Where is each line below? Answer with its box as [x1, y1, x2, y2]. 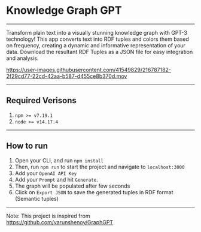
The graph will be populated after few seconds [14, 182, 130, 189]
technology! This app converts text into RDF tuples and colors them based [6, 35, 190, 43]
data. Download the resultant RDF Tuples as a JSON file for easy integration [6, 48, 193, 55]
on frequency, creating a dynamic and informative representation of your [6, 41, 185, 49]
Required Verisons [6, 95, 77, 106]
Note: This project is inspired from [6, 212, 90, 219]
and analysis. [6, 55, 39, 62]
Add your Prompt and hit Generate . [14, 176, 99, 183]
